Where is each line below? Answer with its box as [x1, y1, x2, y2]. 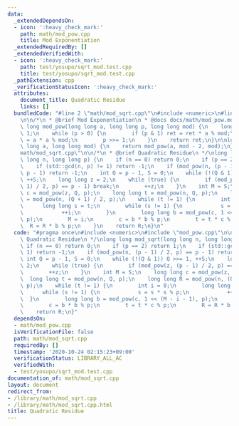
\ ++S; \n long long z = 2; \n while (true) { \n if [20, 176, 212, 183]
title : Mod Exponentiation [20, 37, 100, 44]
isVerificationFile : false [14, 328, 94, 336]
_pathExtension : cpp [14, 76, 75, 84]
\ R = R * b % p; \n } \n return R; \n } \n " [20, 222, 164, 229]
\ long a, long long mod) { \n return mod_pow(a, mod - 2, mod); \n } [20, 143, 234, 150]
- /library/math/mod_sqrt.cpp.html [7, 401, 113, 408]
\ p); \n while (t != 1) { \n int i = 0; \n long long [20, 282, 231, 289]
